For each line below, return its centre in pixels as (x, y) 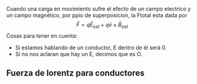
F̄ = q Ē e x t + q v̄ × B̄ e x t (102, 26)
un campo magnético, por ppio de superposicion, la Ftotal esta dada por (97, 15)
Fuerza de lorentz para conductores (75, 73)
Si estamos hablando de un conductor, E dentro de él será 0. (91, 47)
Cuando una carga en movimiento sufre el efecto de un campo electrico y (99, 9)
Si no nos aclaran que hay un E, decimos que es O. (79, 54)
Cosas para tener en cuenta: (42, 35)
